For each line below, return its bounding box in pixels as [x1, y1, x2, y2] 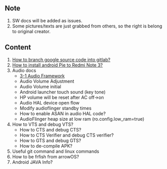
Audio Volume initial [19, 83, 61, 89]
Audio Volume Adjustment [19, 78, 75, 84]
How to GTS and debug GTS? [19, 137, 82, 144]
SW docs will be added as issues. [12, 17, 82, 23]
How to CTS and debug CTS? [19, 126, 82, 132]
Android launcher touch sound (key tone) [19, 89, 106, 95]
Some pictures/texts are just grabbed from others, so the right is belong [12, 23, 162, 29]
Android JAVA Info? [12, 159, 53, 165]
